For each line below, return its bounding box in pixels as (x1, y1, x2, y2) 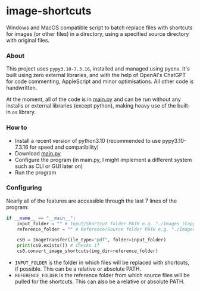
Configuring (6, 183, 42, 192)
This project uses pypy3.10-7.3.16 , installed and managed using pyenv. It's (6, 65, 190, 72)
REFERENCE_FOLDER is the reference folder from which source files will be (14, 272, 190, 279)
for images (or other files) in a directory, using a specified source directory (6, 30, 189, 37)
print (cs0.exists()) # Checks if (17, 243, 100, 249)
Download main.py (14, 149, 61, 157)
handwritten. (6, 84, 37, 91)
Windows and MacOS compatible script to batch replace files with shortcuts (6, 24, 193, 31)
